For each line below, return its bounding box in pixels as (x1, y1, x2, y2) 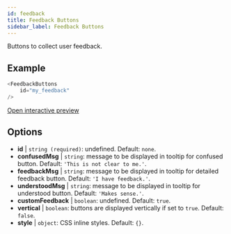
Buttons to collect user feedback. (7, 42, 103, 51)
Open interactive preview (7, 106, 79, 115)
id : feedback (7, 10, 45, 17)
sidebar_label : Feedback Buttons (7, 23, 104, 30)
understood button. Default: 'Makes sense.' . (17, 189, 144, 197)
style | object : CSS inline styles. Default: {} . (17, 218, 144, 226)
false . (17, 211, 35, 219)
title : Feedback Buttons (7, 17, 79, 24)
